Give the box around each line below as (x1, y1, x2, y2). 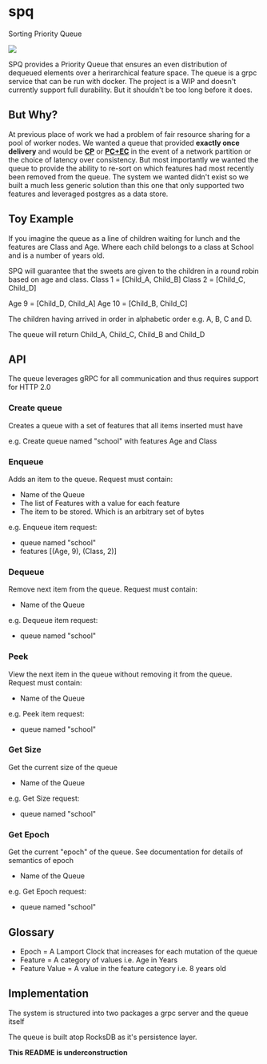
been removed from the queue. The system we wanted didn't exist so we (8, 171, 249, 182)
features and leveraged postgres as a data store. (8, 189, 169, 199)
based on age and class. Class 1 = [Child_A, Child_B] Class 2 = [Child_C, (8, 275, 246, 284)
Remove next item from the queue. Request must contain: (8, 584, 198, 594)
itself (8, 1016, 25, 1026)
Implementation (8, 987, 90, 1001)
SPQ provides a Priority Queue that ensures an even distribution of (8, 59, 228, 69)
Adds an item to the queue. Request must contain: (8, 474, 173, 484)
